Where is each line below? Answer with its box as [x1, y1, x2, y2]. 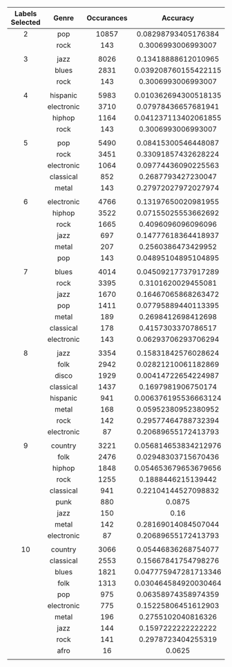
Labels [14, 9, 37, 18]
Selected [10, 17, 41, 27]
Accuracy [161, 13, 195, 23]
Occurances [86, 13, 128, 23]
